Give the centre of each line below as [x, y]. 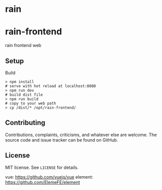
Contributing [25, 123]
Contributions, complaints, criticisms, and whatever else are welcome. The [81, 135]
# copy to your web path [31, 103]
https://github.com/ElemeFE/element [43, 182]
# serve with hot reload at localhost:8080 [51, 86]
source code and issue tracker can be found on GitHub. [62, 140]
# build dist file [24, 95]
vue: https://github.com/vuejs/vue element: [49, 177]
